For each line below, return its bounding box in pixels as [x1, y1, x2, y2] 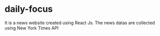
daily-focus [4, 3, 53, 15]
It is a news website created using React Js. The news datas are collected [4, 20, 155, 26]
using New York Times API [4, 25, 59, 31]
